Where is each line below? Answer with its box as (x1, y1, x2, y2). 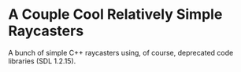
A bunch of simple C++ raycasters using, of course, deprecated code (8, 48, 234, 57)
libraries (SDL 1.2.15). (8, 56, 76, 66)
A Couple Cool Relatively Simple (8, 5, 223, 23)
